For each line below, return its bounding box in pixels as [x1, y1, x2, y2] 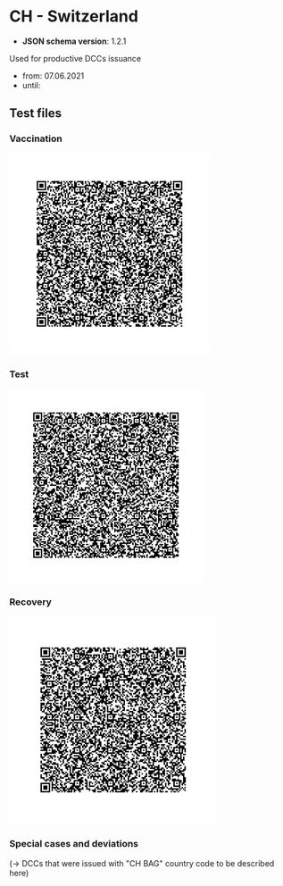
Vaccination [9, 132, 62, 145]
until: [21, 79, 41, 90]
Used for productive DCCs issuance [9, 53, 141, 63]
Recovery [9, 596, 52, 608]
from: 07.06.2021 [21, 70, 85, 81]
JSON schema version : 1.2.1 [21, 36, 127, 46]
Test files [9, 105, 62, 121]
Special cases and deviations [9, 838, 139, 850]
